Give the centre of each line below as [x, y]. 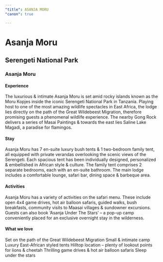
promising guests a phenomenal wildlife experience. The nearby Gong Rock [81, 117]
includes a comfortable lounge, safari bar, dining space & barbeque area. [78, 175]
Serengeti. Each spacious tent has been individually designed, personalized [81, 160]
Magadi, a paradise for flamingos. [39, 127]
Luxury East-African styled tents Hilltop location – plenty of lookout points [79, 245]
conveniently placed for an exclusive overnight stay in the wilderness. [75, 218]
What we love [19, 229]
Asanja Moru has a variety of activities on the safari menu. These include [78, 197]
